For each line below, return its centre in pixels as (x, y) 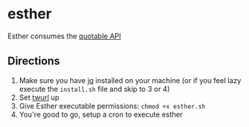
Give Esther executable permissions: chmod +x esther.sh (112, 105)
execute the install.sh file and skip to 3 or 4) (95, 89)
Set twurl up (39, 97)
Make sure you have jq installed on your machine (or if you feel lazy (130, 80)
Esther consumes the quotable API (64, 36)
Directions (34, 61)
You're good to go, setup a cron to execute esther (101, 114)
